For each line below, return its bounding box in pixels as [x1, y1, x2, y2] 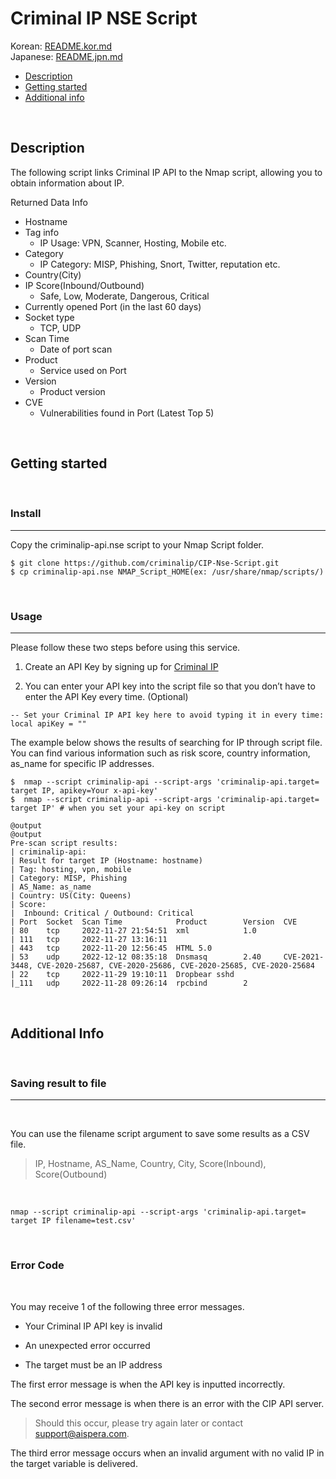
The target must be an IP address [24, 1358, 163, 1371]
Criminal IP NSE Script [10, 7, 198, 30]
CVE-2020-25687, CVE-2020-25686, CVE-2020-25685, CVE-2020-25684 [36, 961, 315, 971]
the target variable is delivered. [10, 1457, 138, 1469]
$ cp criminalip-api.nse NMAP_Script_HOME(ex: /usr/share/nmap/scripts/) [10, 567, 325, 577]
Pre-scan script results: [10, 838, 118, 849]
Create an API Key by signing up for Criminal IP [24, 661, 219, 673]
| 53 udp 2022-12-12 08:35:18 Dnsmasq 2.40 [10, 952, 262, 962]
